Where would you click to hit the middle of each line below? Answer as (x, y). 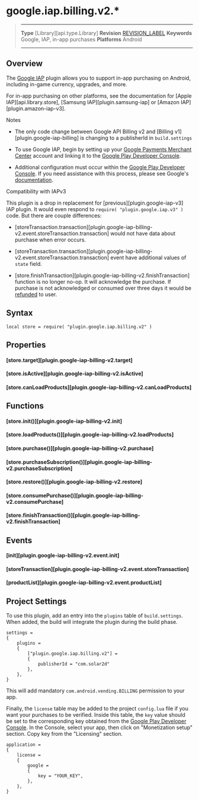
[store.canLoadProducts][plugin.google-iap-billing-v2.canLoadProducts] (99, 387)
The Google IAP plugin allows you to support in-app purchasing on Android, (99, 78)
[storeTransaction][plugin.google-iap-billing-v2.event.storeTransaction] (98, 569)
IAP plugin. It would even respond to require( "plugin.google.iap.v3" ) (95, 209)
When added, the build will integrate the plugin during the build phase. (92, 622)
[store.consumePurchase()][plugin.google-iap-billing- (75, 495)
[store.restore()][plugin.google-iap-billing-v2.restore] (74, 482)
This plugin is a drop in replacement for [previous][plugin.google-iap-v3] (95, 203)
